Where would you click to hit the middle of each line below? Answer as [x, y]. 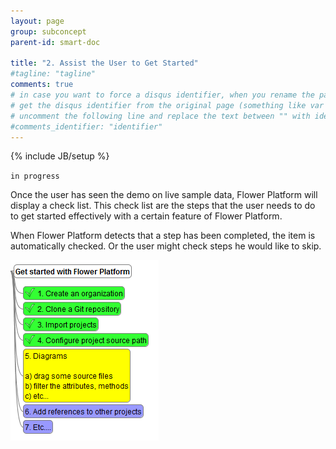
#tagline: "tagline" [53, 74]
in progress [35, 176]
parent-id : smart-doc [55, 42]
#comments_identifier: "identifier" [86, 126]
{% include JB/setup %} [60, 156]
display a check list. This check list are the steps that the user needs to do [163, 206]
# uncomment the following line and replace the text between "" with [160, 116]
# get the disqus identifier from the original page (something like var [167, 105]
